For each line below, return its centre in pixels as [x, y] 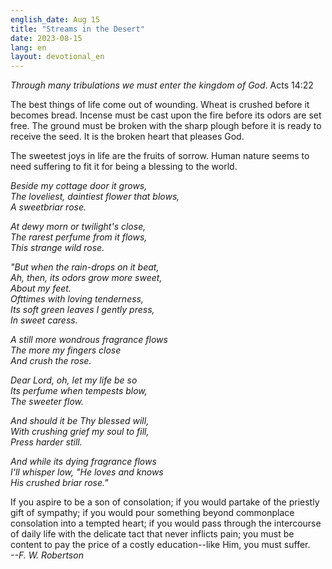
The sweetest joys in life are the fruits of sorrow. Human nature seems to [160, 156]
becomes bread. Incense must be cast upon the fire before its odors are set [166, 115]
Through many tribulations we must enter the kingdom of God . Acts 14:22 [162, 85]
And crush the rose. [51, 361]
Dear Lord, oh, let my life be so [74, 380]
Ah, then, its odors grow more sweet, [86, 278]
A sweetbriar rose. [48, 207]
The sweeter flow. [47, 402]
